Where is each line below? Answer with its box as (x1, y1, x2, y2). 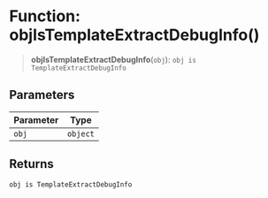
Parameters (9, 88, 75, 103)
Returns (9, 156, 55, 171)
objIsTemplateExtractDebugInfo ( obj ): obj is (30, 54, 197, 65)
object (66, 128, 96, 139)
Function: (9, 6, 81, 27)
